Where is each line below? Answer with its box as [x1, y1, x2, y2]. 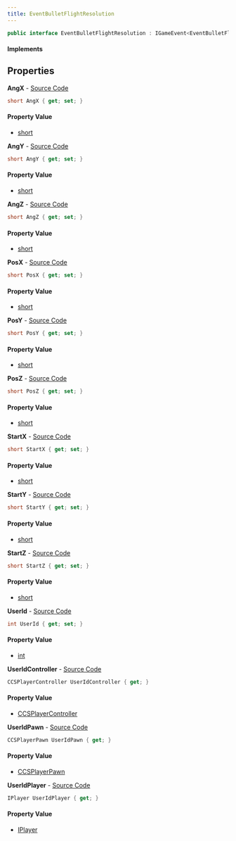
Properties [7, 65, 55, 77]
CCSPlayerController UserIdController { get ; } [7, 678, 150, 685]
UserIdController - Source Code [7, 664, 102, 673]
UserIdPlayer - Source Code [7, 780, 91, 789]
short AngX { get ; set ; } [7, 97, 83, 104]
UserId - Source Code [7, 607, 72, 615]
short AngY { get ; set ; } [7, 156, 83, 163]
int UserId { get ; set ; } [7, 620, 83, 627]
